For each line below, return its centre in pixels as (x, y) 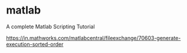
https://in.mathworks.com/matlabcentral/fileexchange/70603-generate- (93, 38)
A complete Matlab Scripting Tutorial (51, 26)
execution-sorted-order (35, 44)
